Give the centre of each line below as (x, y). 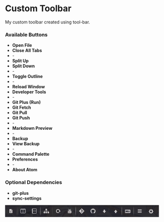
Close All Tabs (27, 50)
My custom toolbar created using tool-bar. (48, 22)
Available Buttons (26, 35)
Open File (22, 45)
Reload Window (29, 87)
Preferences (25, 160)
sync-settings (27, 198)
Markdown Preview (32, 128)
